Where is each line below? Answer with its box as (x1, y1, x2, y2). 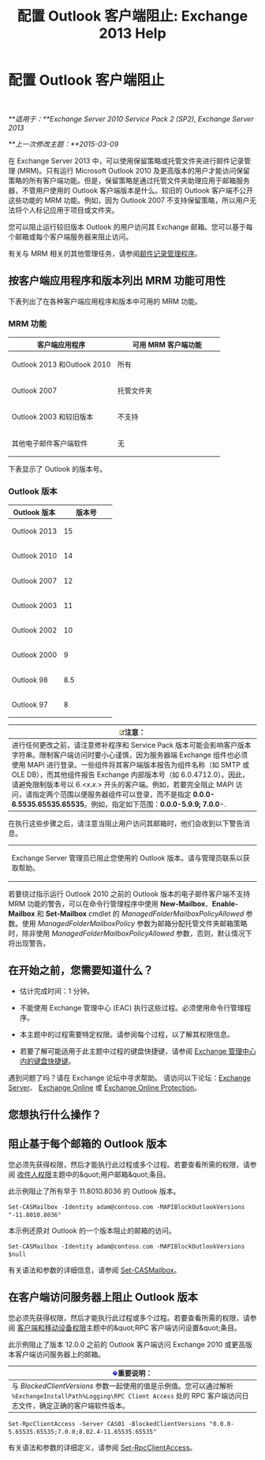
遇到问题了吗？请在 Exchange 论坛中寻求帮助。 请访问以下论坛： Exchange (8, 1073, 251, 1082)
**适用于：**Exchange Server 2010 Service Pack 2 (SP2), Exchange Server (8, 114, 254, 123)
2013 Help (98, 24, 167, 43)
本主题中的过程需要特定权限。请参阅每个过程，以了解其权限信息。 (19, 1029, 234, 1039)
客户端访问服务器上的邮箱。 (14, 1350, 105, 1359)
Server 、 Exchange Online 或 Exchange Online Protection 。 (8, 1082, 202, 1092)
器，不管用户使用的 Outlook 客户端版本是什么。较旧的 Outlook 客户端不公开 (8, 185, 254, 195)
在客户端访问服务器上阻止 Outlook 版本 (8, 1290, 199, 1304)
